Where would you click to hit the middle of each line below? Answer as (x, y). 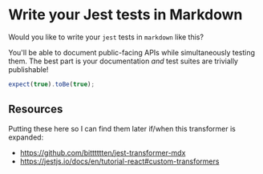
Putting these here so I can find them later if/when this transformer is (122, 128)
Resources (36, 109)
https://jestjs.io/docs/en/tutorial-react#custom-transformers (119, 161)
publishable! (28, 69)
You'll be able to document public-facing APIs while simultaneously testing (131, 52)
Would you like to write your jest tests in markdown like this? (106, 37)
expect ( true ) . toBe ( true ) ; (51, 84)
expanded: (26, 137)
